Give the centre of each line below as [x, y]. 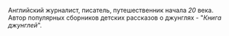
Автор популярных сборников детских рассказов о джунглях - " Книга [115, 18]
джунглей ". [25, 25]
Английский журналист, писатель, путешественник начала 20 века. [111, 10]
